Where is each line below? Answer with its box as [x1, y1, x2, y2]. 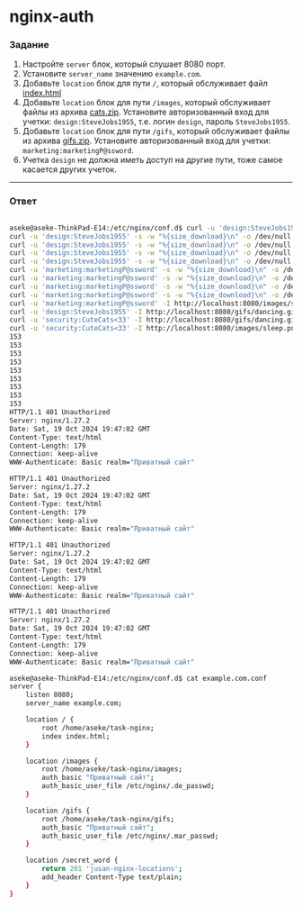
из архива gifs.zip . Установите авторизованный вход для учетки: [22, 135, 271, 146]
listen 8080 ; [25, 691, 75, 700]
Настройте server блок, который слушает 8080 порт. [22, 59, 226, 69]
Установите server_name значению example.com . [22, 68, 202, 79]
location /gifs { [25, 806, 91, 815]
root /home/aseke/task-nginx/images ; [41, 765, 182, 774]
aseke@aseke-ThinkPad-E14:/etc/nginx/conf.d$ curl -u [9, 223, 216, 232]
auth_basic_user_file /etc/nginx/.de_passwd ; [41, 782, 216, 791]
